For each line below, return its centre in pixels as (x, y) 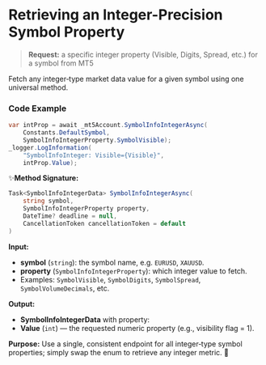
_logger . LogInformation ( (50, 147)
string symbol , (49, 201)
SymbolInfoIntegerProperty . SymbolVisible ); (97, 140)
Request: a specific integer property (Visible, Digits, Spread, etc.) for (143, 54)
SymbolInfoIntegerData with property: (85, 319)
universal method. (38, 87)
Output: (21, 303)
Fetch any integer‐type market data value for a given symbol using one (126, 79)
